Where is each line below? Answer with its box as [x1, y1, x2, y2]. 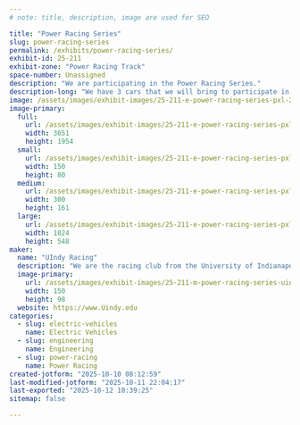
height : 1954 [25, 137, 74, 146]
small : [17, 146, 42, 154]
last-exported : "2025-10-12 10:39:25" [9, 386, 154, 396]
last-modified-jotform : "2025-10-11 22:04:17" [9, 378, 186, 387]
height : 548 [25, 237, 70, 246]
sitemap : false [9, 395, 66, 404]
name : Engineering [25, 345, 94, 354]
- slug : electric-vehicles [17, 320, 118, 329]
